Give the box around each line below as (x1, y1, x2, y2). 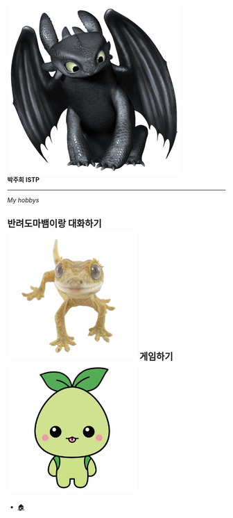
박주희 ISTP (7, 176, 40, 184)
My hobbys (7, 196, 40, 204)
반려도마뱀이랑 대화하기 (7, 218, 102, 229)
